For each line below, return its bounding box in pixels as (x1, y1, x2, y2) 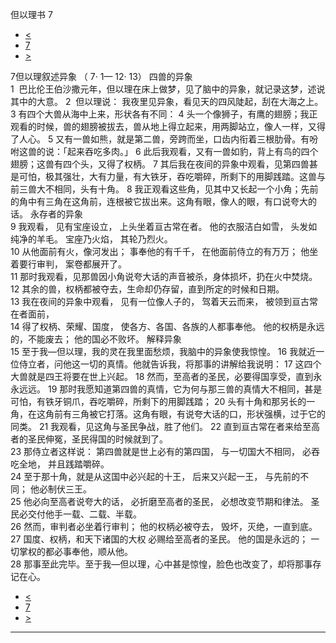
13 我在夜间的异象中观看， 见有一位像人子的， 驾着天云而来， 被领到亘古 (10, 296, 310, 307)
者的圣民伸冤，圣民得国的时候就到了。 (10, 433, 168, 445)
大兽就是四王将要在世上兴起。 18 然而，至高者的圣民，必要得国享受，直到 (10, 371, 314, 382)
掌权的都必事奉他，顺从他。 (18, 546, 133, 557)
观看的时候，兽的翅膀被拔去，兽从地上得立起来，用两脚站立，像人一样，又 (10, 121, 317, 132)
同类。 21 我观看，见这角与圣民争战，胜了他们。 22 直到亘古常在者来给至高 (10, 421, 321, 432)
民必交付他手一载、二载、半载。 (10, 508, 142, 520)
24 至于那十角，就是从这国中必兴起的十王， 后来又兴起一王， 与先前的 (10, 471, 301, 482)
